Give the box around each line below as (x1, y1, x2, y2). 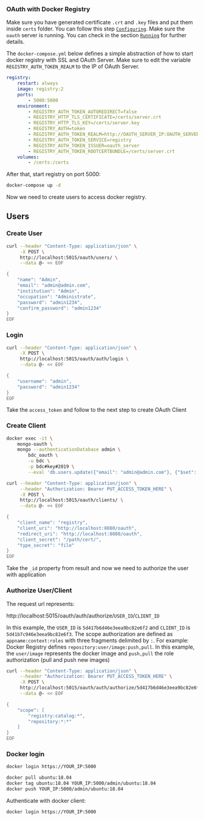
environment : (17, 103, 50, 109)
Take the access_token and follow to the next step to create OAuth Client (6, 406, 187, 414)
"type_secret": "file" (17, 542, 75, 548)
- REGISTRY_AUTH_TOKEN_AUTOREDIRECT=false (28, 108, 137, 115)
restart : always (17, 80, 59, 86)
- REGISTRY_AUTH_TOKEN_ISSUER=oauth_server (28, 143, 140, 149)
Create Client (6, 421, 47, 430)
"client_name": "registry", (17, 520, 88, 526)
